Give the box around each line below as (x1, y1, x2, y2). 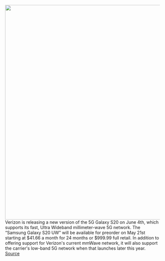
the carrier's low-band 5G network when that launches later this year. (5, 245, 146, 251)
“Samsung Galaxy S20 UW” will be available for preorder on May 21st (5, 230, 146, 235)
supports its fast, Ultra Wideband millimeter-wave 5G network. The (5, 225, 141, 230)
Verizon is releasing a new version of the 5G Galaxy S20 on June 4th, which (5, 219, 159, 225)
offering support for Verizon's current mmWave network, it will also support (5, 240, 158, 246)
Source (5, 251, 20, 256)
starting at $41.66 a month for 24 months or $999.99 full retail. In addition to (5, 235, 160, 240)
